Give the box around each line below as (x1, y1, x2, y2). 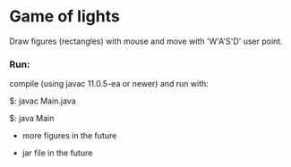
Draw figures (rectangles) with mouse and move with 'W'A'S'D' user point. (9, 36, 284, 46)
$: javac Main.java (9, 96, 76, 106)
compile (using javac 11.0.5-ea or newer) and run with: (9, 79, 209, 89)
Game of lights (9, 6, 121, 27)
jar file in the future (21, 147, 93, 158)
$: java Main (9, 113, 55, 124)
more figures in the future (21, 130, 117, 141)
